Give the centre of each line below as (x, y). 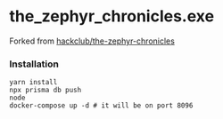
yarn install (33, 83)
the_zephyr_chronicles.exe (112, 16)
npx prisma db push (45, 91)
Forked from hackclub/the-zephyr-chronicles (92, 41)
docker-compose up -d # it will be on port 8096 (101, 106)
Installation (34, 64)
